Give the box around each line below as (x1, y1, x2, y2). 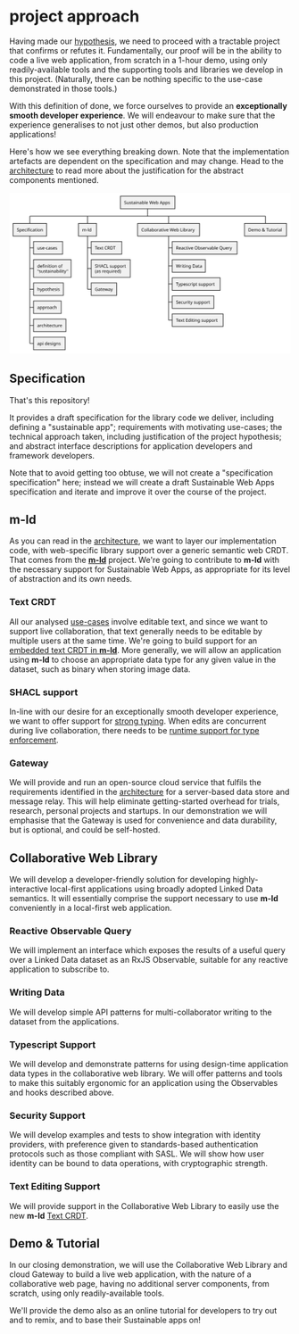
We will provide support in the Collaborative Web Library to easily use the (9, 1200, 279, 1211)
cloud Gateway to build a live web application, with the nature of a (9, 1269, 252, 1280)
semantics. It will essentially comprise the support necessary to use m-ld (9, 893, 278, 904)
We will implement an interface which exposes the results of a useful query (9, 945, 286, 956)
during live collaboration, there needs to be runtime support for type (9, 725, 260, 736)
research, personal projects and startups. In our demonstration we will (9, 806, 268, 816)
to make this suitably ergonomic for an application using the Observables (9, 1078, 278, 1089)
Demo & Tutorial (9, 1236, 100, 1251)
